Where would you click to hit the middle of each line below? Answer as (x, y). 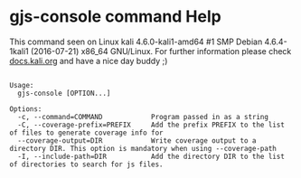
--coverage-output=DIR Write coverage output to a (137, 141)
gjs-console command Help (115, 17)
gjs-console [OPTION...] (64, 93)
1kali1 (19, 51)
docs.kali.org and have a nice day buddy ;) (89, 61)
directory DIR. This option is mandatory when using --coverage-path (143, 148)
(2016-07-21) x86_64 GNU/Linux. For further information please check (161, 51)
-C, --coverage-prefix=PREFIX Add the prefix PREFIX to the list (151, 125)
